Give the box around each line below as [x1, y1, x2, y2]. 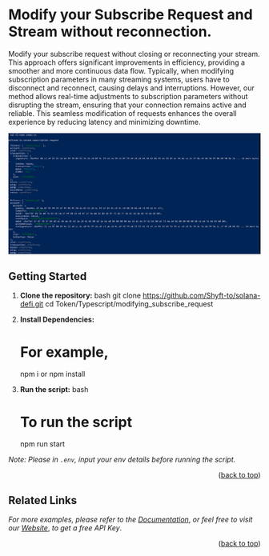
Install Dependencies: [19, 314, 94, 325]
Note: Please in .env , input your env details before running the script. [8, 454, 236, 465]
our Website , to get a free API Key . [8, 523, 122, 533]
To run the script [19, 413, 133, 431]
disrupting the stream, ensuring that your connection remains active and [8, 100, 247, 110]
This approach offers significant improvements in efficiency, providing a [8, 58, 246, 67]
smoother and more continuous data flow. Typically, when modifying [8, 66, 235, 75]
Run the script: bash [19, 385, 89, 394]
